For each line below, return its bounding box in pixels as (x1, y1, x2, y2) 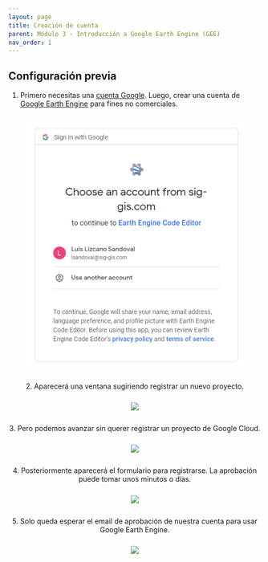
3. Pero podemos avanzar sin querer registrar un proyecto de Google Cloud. (9, 424, 261, 434)
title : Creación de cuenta (8, 21, 99, 30)
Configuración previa (8, 69, 117, 83)
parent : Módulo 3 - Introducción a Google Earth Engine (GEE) (8, 30, 221, 38)
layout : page (8, 13, 52, 21)
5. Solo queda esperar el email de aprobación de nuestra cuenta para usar (11, 516, 258, 526)
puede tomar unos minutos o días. (78, 474, 192, 484)
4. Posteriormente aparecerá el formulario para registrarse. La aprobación (12, 466, 258, 475)
